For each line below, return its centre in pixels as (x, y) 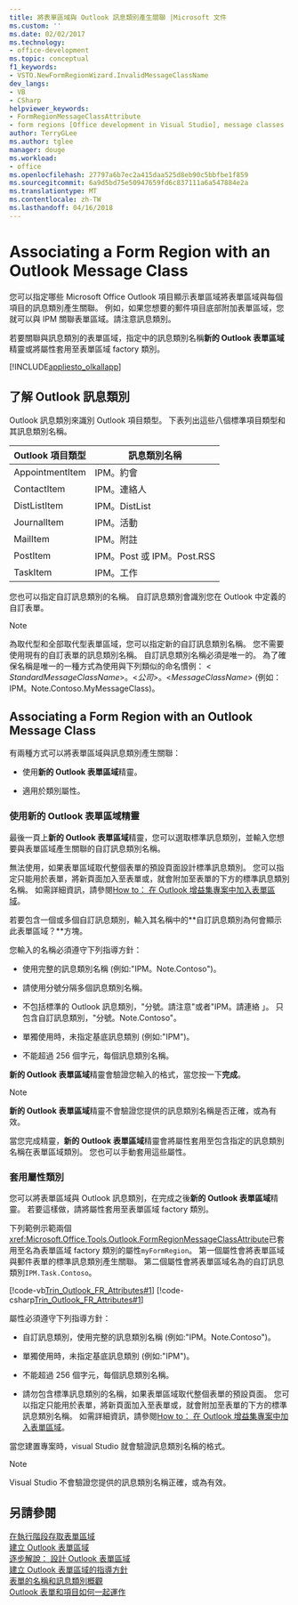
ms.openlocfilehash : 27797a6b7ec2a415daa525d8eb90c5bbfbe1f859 (129, 174)
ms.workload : (33, 158)
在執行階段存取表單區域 (52, 1536)
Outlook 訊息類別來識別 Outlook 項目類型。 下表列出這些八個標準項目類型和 (148, 420)
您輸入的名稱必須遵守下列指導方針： (76, 950)
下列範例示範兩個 (40, 1228)
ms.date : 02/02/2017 (48, 34)
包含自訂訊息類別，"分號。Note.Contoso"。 (102, 1017)
